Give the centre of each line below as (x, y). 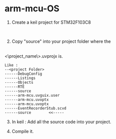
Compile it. (23, 131)
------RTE (15, 87)
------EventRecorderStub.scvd (36, 108)
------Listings (20, 78)
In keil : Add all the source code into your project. (61, 122)
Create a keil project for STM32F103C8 (51, 22)
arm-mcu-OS (32, 9)
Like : (11, 65)
